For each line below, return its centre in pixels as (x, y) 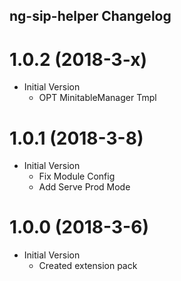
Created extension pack (88, 266)
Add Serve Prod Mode (84, 187)
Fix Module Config (77, 176)
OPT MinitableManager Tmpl (97, 98)
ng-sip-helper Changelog (90, 16)
